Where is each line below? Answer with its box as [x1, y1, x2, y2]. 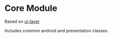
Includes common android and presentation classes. [4, 28, 109, 33]
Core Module [4, 3, 57, 14]
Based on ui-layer [4, 19, 40, 24]
